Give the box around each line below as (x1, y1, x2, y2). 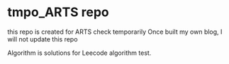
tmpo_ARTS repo (7, 4, 109, 20)
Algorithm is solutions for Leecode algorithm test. (7, 49, 152, 57)
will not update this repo (7, 34, 78, 43)
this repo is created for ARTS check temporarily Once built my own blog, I (7, 27, 223, 36)
